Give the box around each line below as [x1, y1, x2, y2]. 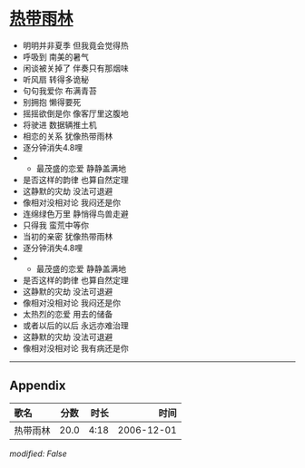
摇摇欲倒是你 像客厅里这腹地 [22, 108, 129, 119]
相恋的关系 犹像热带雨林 [22, 131, 113, 141]
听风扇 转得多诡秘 [22, 73, 89, 84]
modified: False [9, 448, 68, 459]
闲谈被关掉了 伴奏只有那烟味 [22, 63, 129, 73]
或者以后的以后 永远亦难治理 [22, 319, 129, 331]
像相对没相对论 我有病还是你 [22, 342, 129, 354]
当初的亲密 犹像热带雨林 [22, 230, 113, 241]
